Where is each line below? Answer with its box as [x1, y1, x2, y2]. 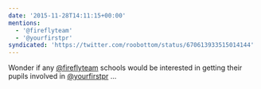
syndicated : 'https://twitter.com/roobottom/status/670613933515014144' [8, 41, 255, 49]
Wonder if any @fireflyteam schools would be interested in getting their [8, 63, 243, 72]
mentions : [8, 19, 41, 27]
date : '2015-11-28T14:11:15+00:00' [8, 11, 127, 20]
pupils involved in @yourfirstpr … [8, 72, 117, 81]
